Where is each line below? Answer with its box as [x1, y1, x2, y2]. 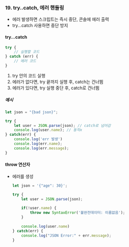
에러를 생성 [12, 173, 34, 179]
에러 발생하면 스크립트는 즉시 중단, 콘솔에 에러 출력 [12, 16, 109, 23]
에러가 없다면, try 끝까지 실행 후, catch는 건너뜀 [12, 78, 104, 84]
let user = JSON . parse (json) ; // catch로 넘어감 [14, 123, 111, 128]
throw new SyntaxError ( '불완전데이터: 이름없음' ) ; [30, 210, 125, 215]
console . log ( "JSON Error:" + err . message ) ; [21, 233, 112, 238]
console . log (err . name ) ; [14, 141, 63, 147]
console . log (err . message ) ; [14, 146, 69, 150]
